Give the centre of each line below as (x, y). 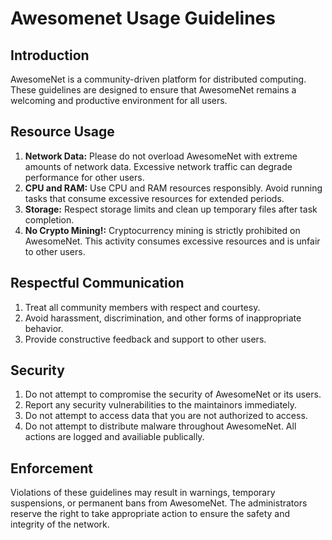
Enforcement (51, 468)
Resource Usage (62, 132)
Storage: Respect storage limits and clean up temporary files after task (171, 209)
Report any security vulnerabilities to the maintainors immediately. (161, 405)
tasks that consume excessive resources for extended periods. (154, 198)
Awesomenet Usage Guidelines (143, 18)
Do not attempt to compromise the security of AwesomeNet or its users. (173, 394)
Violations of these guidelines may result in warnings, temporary (143, 493)
